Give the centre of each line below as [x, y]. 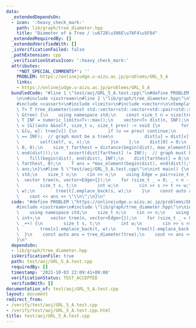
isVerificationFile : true [43, 256]
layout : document [27, 294]
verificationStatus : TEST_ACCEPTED [55, 278]
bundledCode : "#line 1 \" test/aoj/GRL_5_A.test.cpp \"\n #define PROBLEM [100, 93]
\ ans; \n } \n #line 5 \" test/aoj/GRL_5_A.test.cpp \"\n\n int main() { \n [103, 169]
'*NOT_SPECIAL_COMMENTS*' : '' [53, 71]
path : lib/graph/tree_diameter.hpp [60, 28]
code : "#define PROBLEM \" [44, 202]
